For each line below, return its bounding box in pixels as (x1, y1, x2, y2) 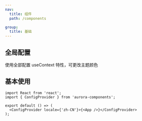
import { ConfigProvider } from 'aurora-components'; (5, 94, 116, 99)
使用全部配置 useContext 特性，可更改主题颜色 (5, 62, 98, 67)
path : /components (9, 16, 47, 21)
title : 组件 (9, 12, 32, 16)
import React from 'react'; (5, 90, 62, 95)
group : (5, 25, 18, 29)
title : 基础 (9, 29, 32, 34)
